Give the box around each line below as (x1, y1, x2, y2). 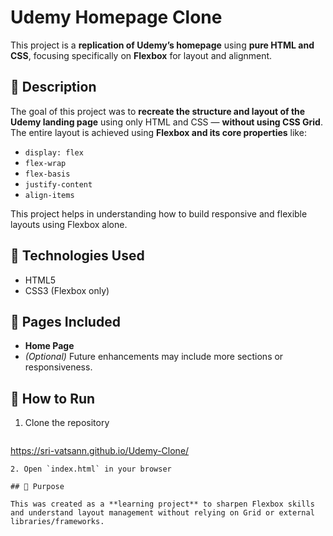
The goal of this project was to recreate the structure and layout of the (10, 105, 306, 117)
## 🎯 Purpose (10, 482, 65, 492)
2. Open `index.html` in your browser (10, 464, 172, 475)
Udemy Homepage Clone (10, 6, 223, 29)
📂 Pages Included (10, 313, 121, 330)
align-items (24, 190, 75, 200)
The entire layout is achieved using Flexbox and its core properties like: (10, 126, 307, 138)
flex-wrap (24, 158, 67, 168)
